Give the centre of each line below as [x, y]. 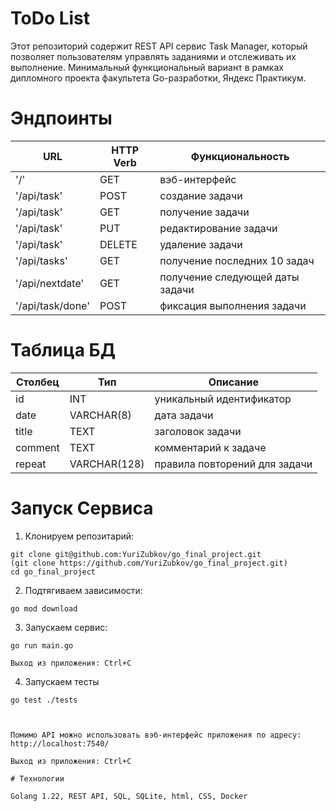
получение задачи [204, 212]
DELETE [118, 244]
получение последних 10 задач [237, 260]
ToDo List [50, 18]
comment [37, 447]
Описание [234, 382]
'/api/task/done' [53, 305]
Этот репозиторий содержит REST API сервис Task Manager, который [159, 46]
